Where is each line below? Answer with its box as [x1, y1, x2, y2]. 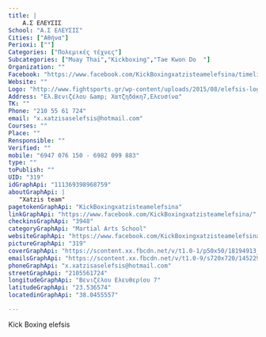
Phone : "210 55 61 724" [8, 108, 87, 115]
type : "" [8, 159, 37, 167]
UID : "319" [8, 173, 44, 182]
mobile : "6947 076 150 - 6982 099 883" [8, 151, 140, 159]
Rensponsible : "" [8, 136, 66, 145]
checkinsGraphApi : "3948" [8, 218, 93, 225]
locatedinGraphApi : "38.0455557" [8, 291, 119, 299]
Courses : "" [8, 122, 47, 130]
